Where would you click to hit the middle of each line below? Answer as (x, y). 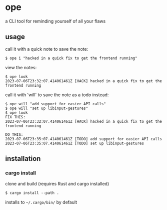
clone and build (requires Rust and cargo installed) (57, 184)
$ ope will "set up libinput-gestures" (47, 108)
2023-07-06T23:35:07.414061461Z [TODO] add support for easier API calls (84, 139)
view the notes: (21, 67)
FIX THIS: (15, 117)
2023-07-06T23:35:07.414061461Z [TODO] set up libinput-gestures (74, 143)
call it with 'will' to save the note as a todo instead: (57, 95)
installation (23, 159)
